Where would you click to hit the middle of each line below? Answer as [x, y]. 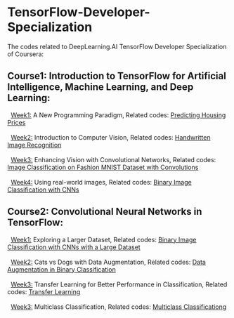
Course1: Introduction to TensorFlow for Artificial [117, 76]
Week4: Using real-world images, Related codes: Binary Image [101, 182]
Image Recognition [34, 145]
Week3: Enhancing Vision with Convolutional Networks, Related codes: [113, 159]
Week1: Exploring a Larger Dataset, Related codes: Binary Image [103, 239]
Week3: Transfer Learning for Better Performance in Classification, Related [119, 284]
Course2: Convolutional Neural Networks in [105, 212]
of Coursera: [26, 54]
